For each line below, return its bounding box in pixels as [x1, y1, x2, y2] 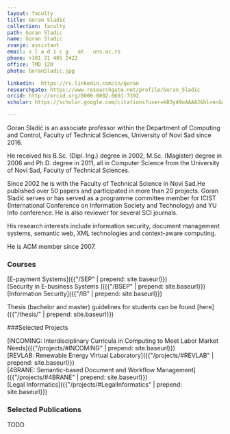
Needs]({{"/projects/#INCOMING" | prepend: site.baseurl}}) [7, 344, 176, 352]
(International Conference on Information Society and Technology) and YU [7, 202, 217, 209]
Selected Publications [7, 405, 82, 415]
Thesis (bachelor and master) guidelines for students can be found [7, 303, 196, 311]
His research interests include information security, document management [7, 222, 220, 230]
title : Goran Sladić [7, 16, 66, 23]
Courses [7, 259, 36, 269]
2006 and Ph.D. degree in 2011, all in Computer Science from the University [7, 159, 220, 167]
